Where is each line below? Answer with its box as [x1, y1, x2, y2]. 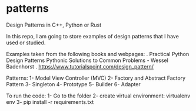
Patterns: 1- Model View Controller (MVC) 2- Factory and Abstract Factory [6, 74, 186, 81]
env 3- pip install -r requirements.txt [6, 98, 94, 105]
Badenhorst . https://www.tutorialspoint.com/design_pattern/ [6, 63, 154, 70]
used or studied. [6, 39, 46, 46]
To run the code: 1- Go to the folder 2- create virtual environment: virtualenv [6, 92, 191, 99]
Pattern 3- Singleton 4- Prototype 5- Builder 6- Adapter [6, 80, 141, 87]
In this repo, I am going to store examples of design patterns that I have [6, 32, 180, 40]
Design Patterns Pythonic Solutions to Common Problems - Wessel [6, 57, 169, 64]
